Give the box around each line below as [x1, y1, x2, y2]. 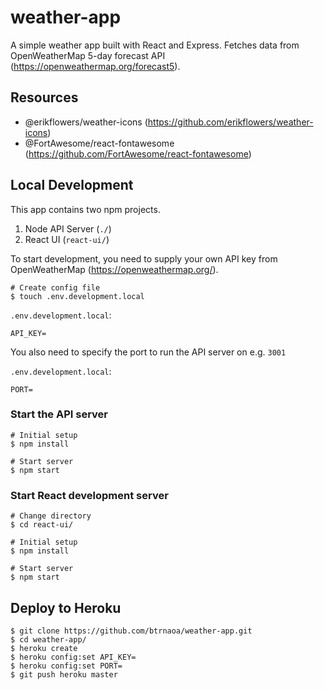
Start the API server [10, 407, 108, 421]
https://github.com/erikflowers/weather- [147, 116, 314, 128]
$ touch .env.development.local [10, 291, 145, 301]
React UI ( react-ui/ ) [24, 233, 110, 245]
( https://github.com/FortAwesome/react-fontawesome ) [24, 147, 252, 160]
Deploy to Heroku [10, 599, 122, 616]
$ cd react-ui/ [10, 520, 74, 530]
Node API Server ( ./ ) [24, 222, 112, 235]
